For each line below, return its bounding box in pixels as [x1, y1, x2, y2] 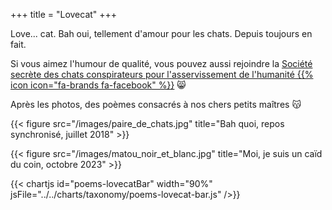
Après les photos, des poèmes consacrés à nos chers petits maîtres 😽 [10, 99, 302, 110]
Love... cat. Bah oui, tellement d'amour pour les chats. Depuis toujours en [10, 28, 313, 39]
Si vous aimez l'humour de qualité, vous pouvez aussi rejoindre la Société [10, 58, 313, 69]
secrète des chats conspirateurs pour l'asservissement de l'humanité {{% [10, 69, 314, 80]
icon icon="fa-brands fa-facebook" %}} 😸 [10, 79, 187, 91]
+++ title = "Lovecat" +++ [10, 9, 118, 20]
